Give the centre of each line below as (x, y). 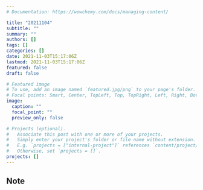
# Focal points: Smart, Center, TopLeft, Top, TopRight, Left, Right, (97, 95)
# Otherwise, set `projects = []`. (54, 151)
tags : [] (17, 45)
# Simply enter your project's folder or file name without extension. (101, 140)
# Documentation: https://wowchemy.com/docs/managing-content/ (88, 12)
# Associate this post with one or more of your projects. (85, 134)
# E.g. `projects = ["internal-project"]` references (78, 145)
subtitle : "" (23, 28)
